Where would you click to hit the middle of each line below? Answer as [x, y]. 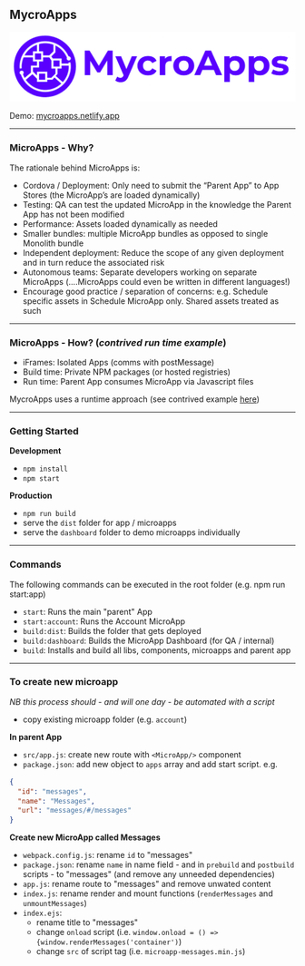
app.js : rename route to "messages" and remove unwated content [147, 884]
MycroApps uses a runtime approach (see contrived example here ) [135, 399]
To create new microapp [64, 682]
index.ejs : [42, 913]
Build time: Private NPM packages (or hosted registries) [127, 372]
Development [35, 451]
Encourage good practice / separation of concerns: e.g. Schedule [145, 291]
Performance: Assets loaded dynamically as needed [120, 224]
